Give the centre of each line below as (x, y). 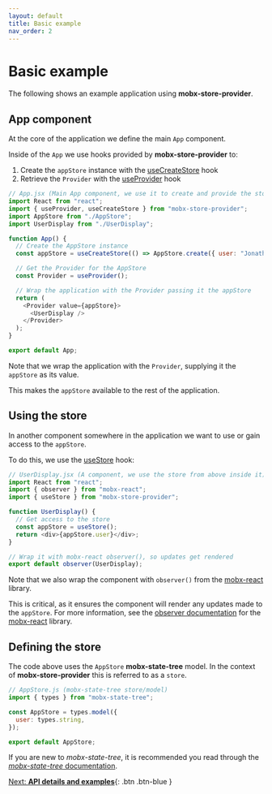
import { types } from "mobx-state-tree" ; (81, 697)
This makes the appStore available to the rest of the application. (114, 390)
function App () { (38, 239)
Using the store (48, 416)
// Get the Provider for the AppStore (81, 269)
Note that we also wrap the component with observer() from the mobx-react (136, 580)
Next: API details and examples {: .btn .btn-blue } (90, 782)
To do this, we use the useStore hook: (72, 460)
